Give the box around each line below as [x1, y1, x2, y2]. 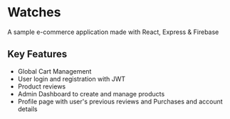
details [17, 104, 38, 113]
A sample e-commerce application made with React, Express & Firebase [7, 28, 219, 36]
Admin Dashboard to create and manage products [17, 89, 165, 98]
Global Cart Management [17, 67, 92, 75]
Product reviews [17, 82, 66, 91]
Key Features [7, 48, 68, 60]
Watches [7, 4, 61, 21]
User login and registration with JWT [17, 74, 126, 83]
